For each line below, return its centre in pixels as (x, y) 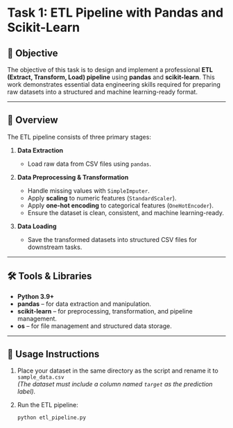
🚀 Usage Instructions (53, 354)
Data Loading (37, 226)
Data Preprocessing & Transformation (73, 177)
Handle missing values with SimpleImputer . (89, 190)
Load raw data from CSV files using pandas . (89, 164)
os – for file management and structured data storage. (94, 326)
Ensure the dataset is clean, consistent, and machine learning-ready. (126, 212)
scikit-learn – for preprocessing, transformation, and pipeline (105, 311)
